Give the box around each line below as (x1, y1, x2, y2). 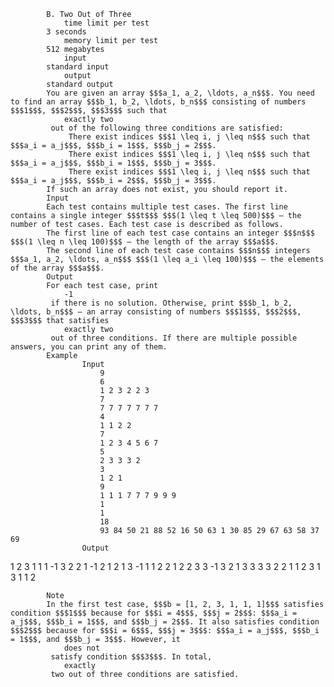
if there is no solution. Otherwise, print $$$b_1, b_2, (50, 298, 293, 308)
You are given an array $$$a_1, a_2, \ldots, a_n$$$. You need (46, 88, 315, 98)
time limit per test (63, 18, 150, 28)
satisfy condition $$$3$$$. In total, (50, 652, 213, 662)
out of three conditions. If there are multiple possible (50, 333, 298, 343)
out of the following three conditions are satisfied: (50, 123, 284, 133)
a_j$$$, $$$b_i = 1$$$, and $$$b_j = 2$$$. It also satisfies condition (10, 617, 320, 627)
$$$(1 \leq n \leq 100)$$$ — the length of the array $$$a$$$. (10, 237, 280, 247)
